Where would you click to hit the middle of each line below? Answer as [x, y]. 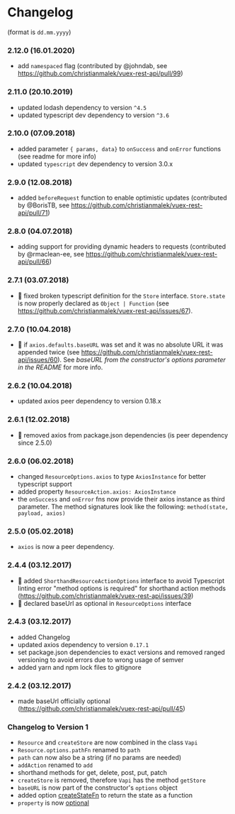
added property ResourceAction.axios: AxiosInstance [97, 492]
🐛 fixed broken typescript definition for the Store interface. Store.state [121, 295]
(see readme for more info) [57, 156]
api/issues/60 [38, 360]
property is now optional [53, 803]
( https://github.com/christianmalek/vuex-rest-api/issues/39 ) [105, 596]
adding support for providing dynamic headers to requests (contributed [122, 246]
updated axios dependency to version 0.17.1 [83, 644]
